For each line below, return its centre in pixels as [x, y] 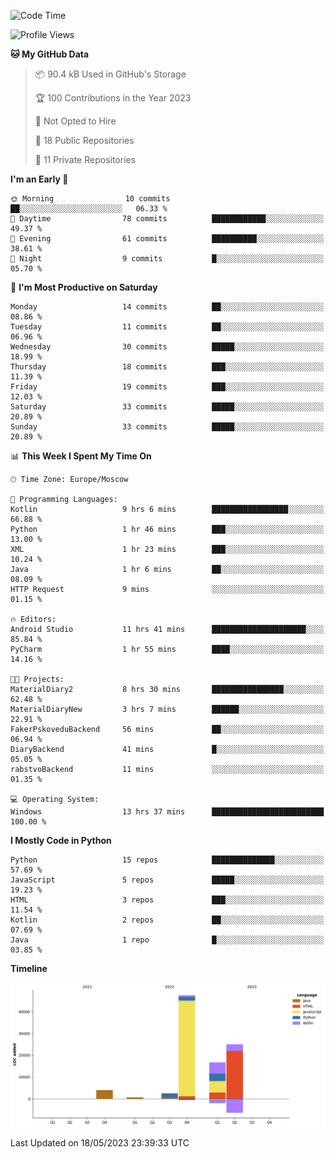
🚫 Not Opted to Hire [75, 121]
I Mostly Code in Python [61, 840]
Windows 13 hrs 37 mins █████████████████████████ [167, 812]
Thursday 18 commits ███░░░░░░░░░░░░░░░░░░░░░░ [167, 367]
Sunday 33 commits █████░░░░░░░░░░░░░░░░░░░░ [167, 427]
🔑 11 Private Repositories [85, 159]
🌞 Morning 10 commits [90, 199]
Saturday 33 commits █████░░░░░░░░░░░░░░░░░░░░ [167, 407]
